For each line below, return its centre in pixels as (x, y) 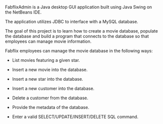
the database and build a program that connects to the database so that (77, 36)
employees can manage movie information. (48, 41)
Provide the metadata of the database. (51, 107)
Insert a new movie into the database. (50, 70)
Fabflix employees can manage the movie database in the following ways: (79, 51)
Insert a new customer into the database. (53, 89)
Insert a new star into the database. (48, 79)
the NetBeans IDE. (23, 12)
